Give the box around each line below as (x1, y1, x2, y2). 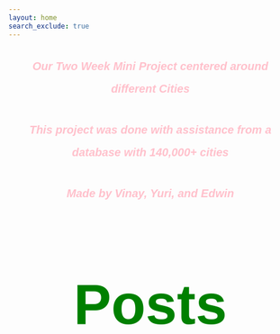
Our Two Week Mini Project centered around (32, 59, 269, 73)
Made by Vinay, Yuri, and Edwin (66, 186, 235, 201)
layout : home (8, 13, 58, 23)
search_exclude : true (8, 22, 90, 31)
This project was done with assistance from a (29, 122, 272, 136)
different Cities (111, 82, 190, 95)
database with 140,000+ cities (71, 145, 230, 158)
